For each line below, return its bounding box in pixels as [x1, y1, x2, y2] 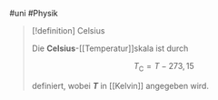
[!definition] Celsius [31, 25, 105, 35]
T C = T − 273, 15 [133, 61, 195, 74]
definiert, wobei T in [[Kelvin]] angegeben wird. [31, 80, 209, 91]
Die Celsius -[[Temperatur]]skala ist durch [31, 43, 189, 54]
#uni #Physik [9, 8, 58, 18]
